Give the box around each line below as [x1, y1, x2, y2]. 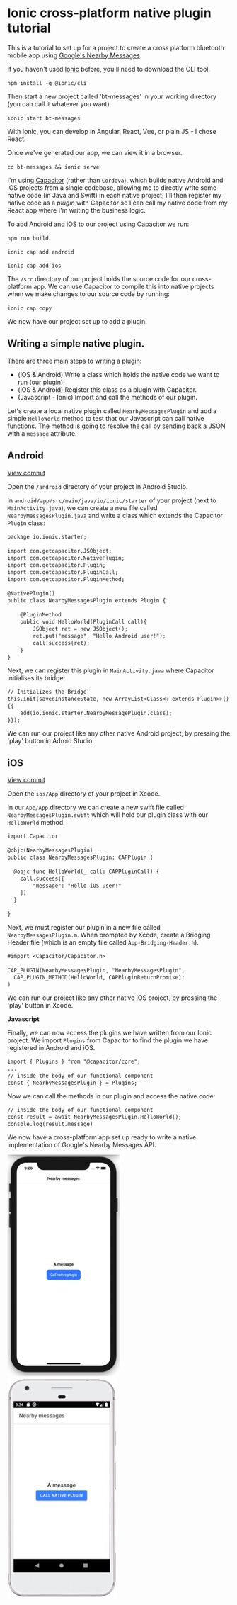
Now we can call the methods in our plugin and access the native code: [7, 1092, 216, 1100]
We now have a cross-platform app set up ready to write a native [7, 1133, 197, 1142]
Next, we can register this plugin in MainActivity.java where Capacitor [7, 666, 214, 675]
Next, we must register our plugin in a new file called [7, 923, 161, 932]
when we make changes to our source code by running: [7, 289, 170, 298]
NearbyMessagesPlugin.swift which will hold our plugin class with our [7, 811, 209, 819]
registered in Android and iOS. [7, 1044, 96, 1052]
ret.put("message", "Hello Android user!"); [33, 632, 166, 639]
